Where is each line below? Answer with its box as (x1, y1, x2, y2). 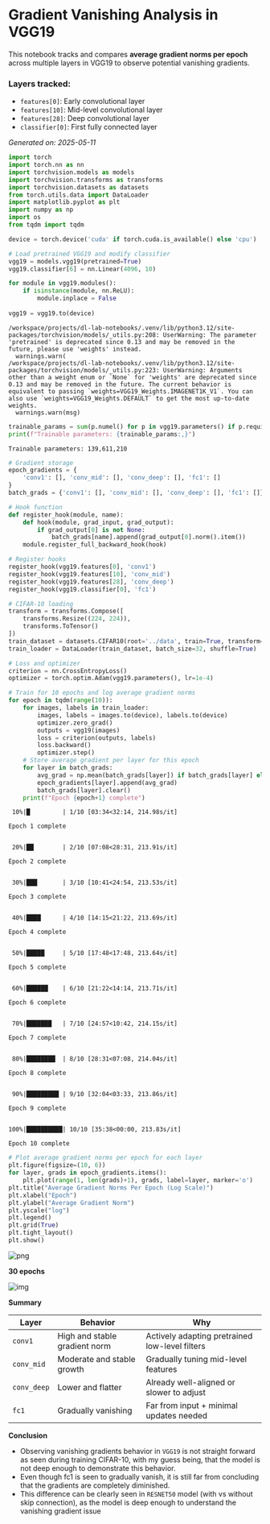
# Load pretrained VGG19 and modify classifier (8, 250, 171, 258)
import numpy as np (8, 206, 74, 214)
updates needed (145, 1410, 207, 1421)
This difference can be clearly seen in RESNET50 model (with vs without (19, 1489, 253, 1498)
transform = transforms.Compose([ (8, 607, 125, 616)
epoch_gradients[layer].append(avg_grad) (37, 779, 178, 787)
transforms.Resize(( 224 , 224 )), (22, 615, 131, 623)
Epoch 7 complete (8, 1034, 67, 1042)
